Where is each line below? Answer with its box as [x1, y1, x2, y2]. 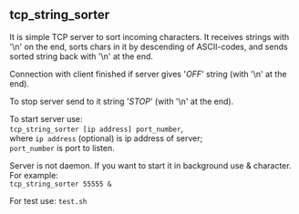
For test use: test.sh [9, 195, 88, 206]
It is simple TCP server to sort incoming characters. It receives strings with [9, 31, 290, 42]
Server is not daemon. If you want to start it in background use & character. [9, 159, 292, 171]
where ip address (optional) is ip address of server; [9, 132, 203, 144]
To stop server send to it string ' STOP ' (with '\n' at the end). [9, 96, 234, 107]
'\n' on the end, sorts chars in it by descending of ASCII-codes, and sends [9, 41, 289, 52]
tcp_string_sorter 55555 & [9, 179, 112, 189]
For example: [9, 169, 59, 180]
